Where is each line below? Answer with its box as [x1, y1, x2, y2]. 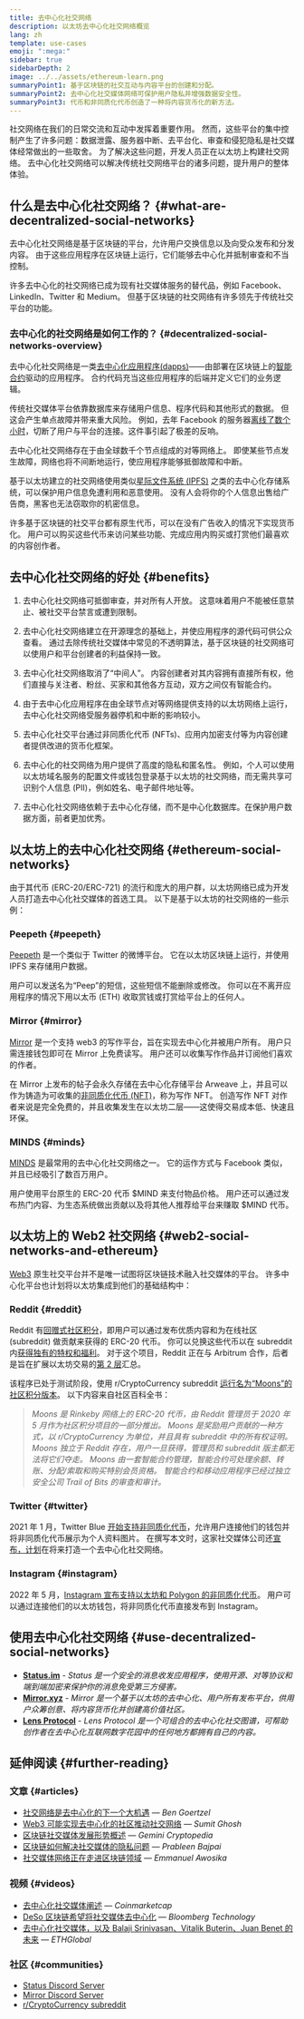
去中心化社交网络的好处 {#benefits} [9, 569, 211, 585]
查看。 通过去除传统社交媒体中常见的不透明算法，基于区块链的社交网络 [22, 637, 287, 649]
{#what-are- [154, 198, 227, 213]
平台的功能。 [9, 303, 57, 314]
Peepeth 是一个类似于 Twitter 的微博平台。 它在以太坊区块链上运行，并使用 [9, 950, 290, 961]
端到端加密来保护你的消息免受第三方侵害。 [22, 1681, 182, 1692]
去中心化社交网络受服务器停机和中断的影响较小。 [22, 709, 205, 721]
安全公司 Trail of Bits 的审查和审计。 [31, 1477, 166, 1487]
